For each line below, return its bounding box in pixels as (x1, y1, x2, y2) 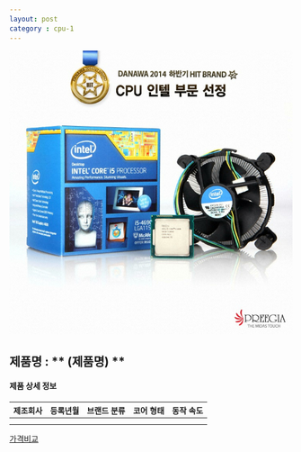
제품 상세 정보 (9, 381, 57, 392)
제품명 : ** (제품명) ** (9, 354, 126, 369)
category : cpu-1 (9, 23, 75, 33)
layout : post (9, 14, 58, 23)
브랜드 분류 (86, 405, 126, 416)
